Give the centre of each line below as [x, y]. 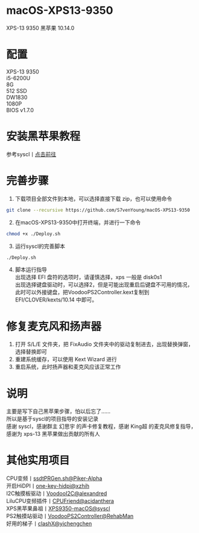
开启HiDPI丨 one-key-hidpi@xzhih [48, 486]
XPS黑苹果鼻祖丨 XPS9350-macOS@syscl [58, 509]
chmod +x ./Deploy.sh [33, 234]
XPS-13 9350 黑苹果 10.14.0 [40, 28]
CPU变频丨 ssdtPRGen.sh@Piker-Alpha [54, 478]
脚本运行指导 [31, 270]
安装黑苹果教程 [43, 137]
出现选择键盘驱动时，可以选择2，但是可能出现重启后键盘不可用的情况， [104, 285]
